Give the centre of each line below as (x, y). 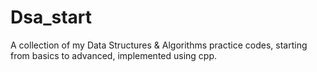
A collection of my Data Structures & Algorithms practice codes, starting (159, 45)
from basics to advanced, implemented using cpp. (114, 55)
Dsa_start (51, 17)
